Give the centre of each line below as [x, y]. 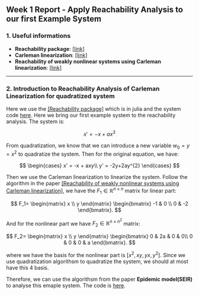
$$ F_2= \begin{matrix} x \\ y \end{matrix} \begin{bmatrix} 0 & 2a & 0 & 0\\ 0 [99, 236]
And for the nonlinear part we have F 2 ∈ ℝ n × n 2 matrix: [73, 223]
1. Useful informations [38, 36]
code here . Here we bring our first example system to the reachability [91, 115]
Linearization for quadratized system [60, 96]
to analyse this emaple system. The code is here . [66, 285]
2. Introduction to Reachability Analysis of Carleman [83, 88]
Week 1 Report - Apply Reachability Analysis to [95, 10]
